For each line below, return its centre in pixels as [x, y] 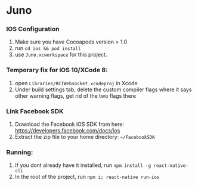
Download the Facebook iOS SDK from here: [69, 124]
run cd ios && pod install [48, 48]
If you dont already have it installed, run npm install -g [83, 165]
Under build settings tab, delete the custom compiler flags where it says [103, 89]
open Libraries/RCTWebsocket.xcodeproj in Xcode [76, 83]
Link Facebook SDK [35, 111]
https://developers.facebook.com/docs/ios [67, 131]
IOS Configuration [33, 29]
